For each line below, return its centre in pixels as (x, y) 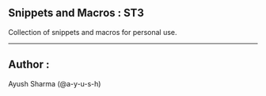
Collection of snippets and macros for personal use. (93, 32)
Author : (29, 65)
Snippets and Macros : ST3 (76, 13)
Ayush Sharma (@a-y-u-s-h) (55, 83)
